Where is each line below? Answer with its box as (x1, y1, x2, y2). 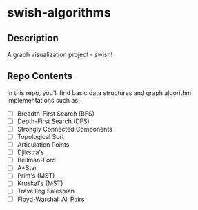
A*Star (17, 164, 37, 172)
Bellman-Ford (17, 156, 57, 165)
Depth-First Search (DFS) (17, 117, 90, 125)
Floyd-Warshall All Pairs (17, 195, 85, 203)
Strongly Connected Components (17, 125, 112, 133)
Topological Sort (17, 133, 64, 140)
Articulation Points (17, 140, 70, 149)
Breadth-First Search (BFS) (17, 109, 95, 118)
